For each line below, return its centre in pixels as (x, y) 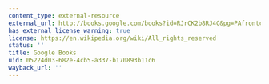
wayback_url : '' (35, 68)
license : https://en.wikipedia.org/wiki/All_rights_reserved (112, 38)
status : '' (26, 46)
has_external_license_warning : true (69, 30)
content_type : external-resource (64, 16)
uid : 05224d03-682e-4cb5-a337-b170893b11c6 (82, 61)
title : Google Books (43, 53)
